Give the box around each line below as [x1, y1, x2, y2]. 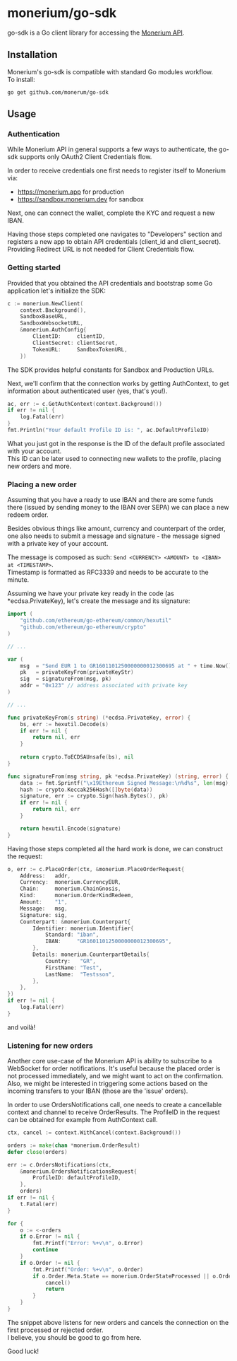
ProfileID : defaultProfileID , [32, 1174, 121, 1181]
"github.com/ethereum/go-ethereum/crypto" [20, 624, 147, 631]
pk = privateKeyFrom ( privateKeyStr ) [20, 669, 134, 676]
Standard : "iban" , [44, 931, 99, 938]
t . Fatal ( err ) [20, 1201, 59, 1208]
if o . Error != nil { [20, 1233, 80, 1240]
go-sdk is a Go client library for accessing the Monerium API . [7, 28, 185, 37]
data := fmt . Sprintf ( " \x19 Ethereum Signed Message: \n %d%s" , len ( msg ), [20, 779, 232, 786]
